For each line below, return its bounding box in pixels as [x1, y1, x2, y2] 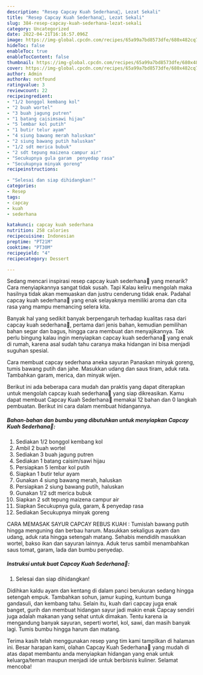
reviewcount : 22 [7, 88, 48, 94]
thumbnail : [7, 59, 34, 65]
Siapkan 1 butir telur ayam [15, 470, 80, 478]
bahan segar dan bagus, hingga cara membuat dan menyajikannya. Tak [7, 328, 184, 335]
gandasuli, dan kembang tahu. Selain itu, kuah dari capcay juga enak [7, 600, 178, 607]
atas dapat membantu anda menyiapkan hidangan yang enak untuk [7, 650, 174, 657]
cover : [7, 65, 23, 71]
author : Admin [7, 71, 43, 77]
